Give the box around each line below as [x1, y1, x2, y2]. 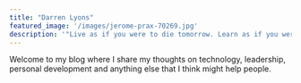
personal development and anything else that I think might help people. [9, 63, 271, 74]
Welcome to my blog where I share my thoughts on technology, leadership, [9, 54, 287, 65]
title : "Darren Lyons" [9, 12, 94, 22]
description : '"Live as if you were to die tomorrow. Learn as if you [9, 29, 279, 38]
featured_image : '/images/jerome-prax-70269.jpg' [9, 21, 199, 30]
